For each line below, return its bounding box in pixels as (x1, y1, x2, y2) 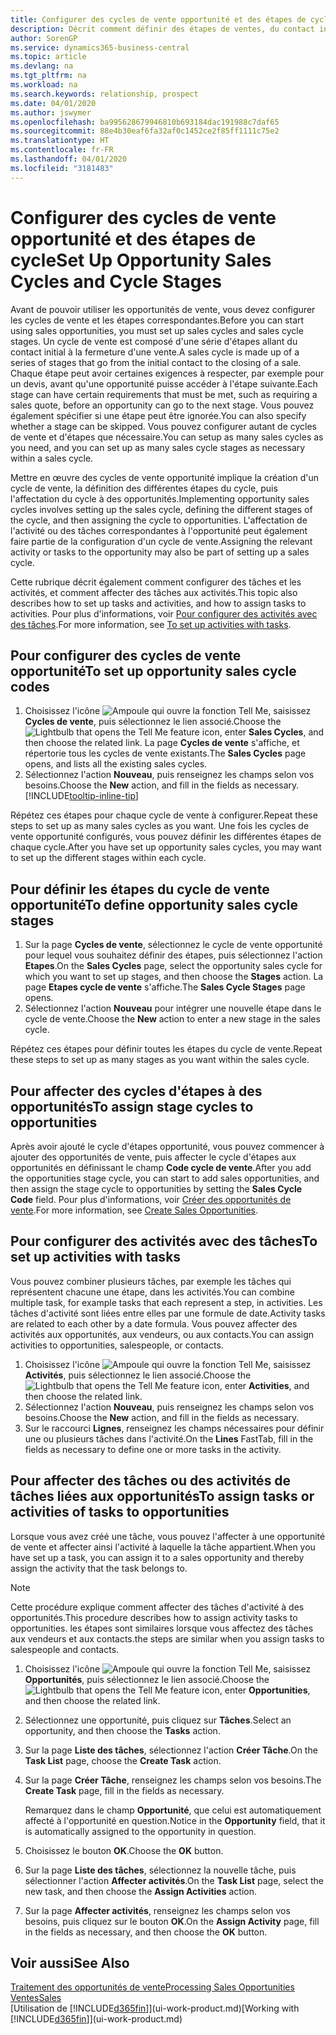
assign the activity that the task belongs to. (10, 1562, 188, 1574)
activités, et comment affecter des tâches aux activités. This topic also (10, 586, 298, 598)
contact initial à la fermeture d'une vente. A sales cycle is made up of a (10, 346, 300, 358)
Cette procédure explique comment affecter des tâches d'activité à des (10, 1601, 305, 1613)
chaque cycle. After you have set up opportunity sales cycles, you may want (10, 841, 322, 853)
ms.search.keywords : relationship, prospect (10, 89, 199, 99)
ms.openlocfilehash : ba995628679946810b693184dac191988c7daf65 (10, 117, 280, 127)
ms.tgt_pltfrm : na (10, 71, 87, 81)
